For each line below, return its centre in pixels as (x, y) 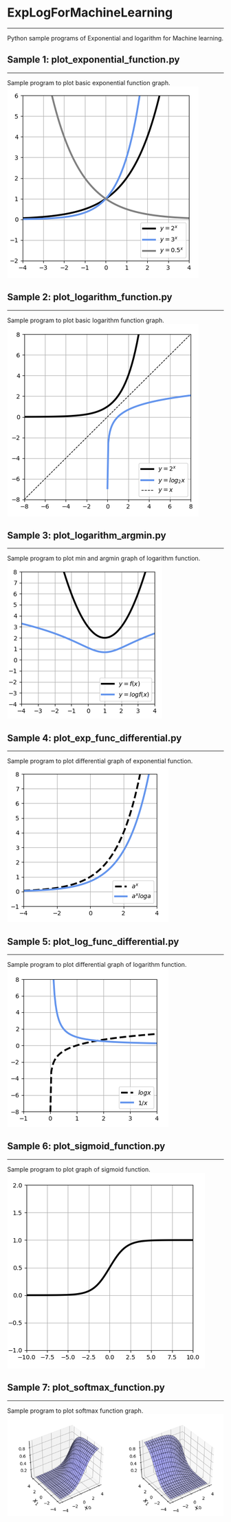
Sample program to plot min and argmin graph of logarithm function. (104, 559)
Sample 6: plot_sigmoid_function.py (86, 1146)
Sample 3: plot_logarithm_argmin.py (87, 535)
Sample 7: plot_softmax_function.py (86, 1388)
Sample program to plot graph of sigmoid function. (79, 1169)
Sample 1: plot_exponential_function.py (93, 60)
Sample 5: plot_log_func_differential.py (93, 942)
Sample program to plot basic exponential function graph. (89, 82)
